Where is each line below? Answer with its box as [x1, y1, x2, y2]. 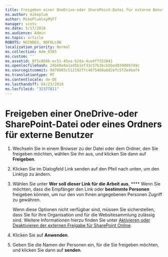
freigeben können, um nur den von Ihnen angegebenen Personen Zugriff [12, 191, 162, 197]
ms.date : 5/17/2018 [5, 26, 46, 31]
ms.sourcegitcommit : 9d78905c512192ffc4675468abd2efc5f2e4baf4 [5, 68, 140, 73]
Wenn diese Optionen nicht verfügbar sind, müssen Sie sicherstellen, [12, 206, 155, 212]
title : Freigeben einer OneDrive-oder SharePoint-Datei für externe [5, 7, 151, 12]
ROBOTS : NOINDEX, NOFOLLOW [5, 40, 61, 45]
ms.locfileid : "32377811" [5, 86, 59, 91]
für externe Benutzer [5, 129, 94, 140]
